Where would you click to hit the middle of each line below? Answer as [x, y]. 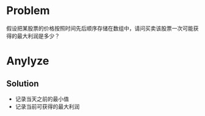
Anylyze [28, 61]
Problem [28, 11]
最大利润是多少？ [38, 36]
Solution [23, 83]
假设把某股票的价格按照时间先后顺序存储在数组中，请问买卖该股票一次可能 [100, 28]
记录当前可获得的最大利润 [47, 106]
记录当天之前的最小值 [42, 99]
